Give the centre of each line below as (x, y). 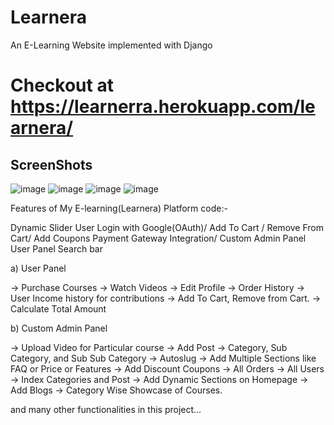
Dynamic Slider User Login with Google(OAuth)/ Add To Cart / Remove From (167, 227)
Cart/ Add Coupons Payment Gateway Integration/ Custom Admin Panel (158, 238)
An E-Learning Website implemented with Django (111, 45)
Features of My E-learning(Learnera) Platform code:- (119, 208)
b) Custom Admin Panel (59, 328)
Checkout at (62, 85)
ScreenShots (51, 164)
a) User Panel (38, 268)
